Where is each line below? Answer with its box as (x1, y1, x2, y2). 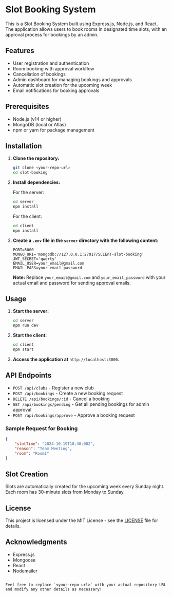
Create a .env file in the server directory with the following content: (12, 237, 159, 244)
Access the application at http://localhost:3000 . (12, 356, 120, 362)
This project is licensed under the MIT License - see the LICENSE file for (5, 517, 158, 524)
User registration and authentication (12, 60, 89, 66)
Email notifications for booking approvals (12, 87, 100, 94)
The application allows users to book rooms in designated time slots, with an (5, 26, 167, 32)
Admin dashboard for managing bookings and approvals (12, 76, 132, 83)
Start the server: (12, 308, 49, 314)
